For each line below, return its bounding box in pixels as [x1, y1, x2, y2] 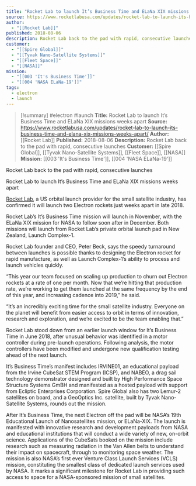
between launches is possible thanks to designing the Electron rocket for [6, 249, 181, 256]
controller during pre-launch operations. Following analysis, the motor [6, 339, 174, 346]
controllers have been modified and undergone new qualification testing [6, 345, 180, 352]
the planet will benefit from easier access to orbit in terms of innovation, [6, 309, 179, 316]
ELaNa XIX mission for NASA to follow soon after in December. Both [6, 219, 169, 226]
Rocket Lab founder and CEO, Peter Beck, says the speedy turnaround [6, 243, 176, 250]
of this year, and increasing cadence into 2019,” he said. [6, 291, 141, 298]
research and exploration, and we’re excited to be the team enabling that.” [6, 315, 184, 322]
